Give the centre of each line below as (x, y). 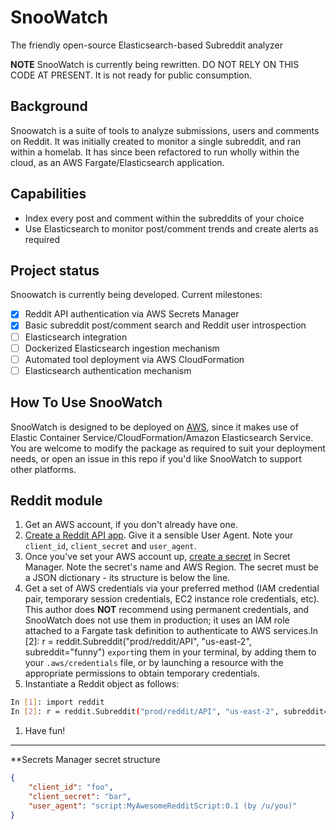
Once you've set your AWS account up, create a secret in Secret (157, 557)
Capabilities (48, 194)
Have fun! (45, 731)
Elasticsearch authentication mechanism (108, 370)
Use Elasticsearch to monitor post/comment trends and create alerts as (171, 228)
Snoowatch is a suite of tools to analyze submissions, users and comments (165, 130)
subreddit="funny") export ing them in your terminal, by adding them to (170, 652)
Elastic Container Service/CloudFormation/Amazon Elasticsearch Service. (162, 437)
